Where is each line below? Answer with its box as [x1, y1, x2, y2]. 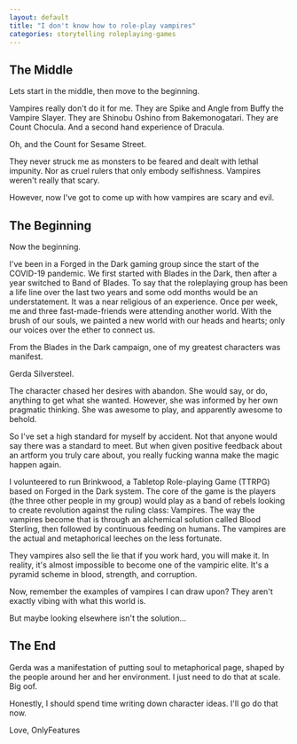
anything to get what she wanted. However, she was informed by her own [9, 395, 278, 405]
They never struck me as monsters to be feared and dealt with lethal [9, 156, 259, 167]
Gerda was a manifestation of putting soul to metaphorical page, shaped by [9, 662, 285, 672]
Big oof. [9, 680, 38, 692]
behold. [9, 414, 37, 424]
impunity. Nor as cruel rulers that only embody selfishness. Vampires [9, 166, 262, 176]
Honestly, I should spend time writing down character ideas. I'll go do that [9, 698, 278, 709]
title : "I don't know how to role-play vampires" [9, 21, 197, 30]
